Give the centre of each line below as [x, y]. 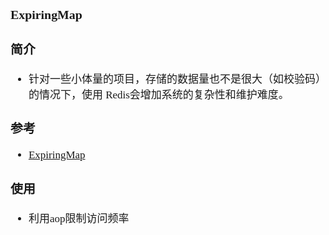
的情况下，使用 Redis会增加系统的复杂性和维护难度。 [159, 94]
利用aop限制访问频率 [79, 218]
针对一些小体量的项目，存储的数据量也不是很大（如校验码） [175, 79]
